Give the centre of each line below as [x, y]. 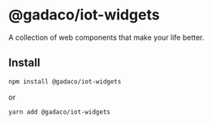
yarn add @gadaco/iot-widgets [60, 112]
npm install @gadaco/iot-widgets [65, 81]
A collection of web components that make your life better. [106, 37]
